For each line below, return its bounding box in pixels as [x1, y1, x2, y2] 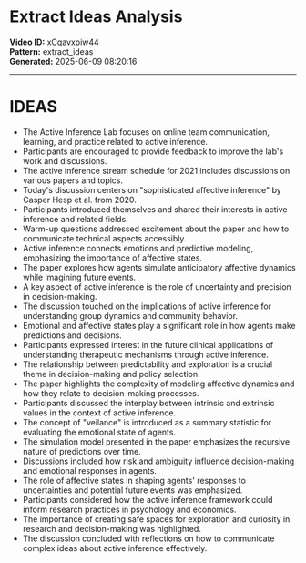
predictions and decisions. [22, 330, 123, 341]
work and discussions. [22, 155, 107, 166]
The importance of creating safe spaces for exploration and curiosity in [22, 513, 291, 525]
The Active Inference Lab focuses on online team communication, [22, 126, 270, 138]
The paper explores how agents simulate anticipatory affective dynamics [22, 261, 296, 272]
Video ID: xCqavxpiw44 [9, 36, 100, 47]
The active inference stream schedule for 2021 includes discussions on [22, 165, 291, 176]
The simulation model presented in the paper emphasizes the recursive [22, 435, 291, 447]
